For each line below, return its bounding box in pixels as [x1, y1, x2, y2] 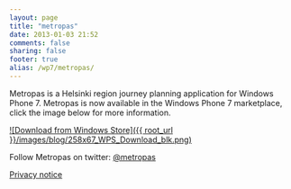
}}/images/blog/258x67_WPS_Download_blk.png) [9, 134, 192, 145]
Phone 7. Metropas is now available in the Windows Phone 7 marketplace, [9, 97, 283, 108]
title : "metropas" [9, 22, 78, 31]
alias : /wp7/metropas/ [9, 64, 95, 73]
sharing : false [9, 47, 67, 56]
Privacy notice [9, 168, 63, 180]
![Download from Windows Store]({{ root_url [9, 124, 174, 135]
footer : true [9, 55, 59, 64]
